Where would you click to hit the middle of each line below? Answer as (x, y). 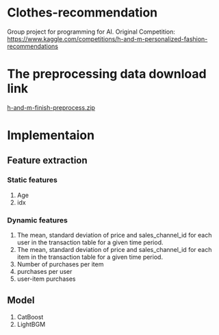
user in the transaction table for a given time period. (90, 242)
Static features (33, 180)
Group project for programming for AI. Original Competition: (91, 32)
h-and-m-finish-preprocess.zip (51, 107)
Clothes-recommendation (82, 13)
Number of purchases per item (60, 264)
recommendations (33, 46)
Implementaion (51, 136)
